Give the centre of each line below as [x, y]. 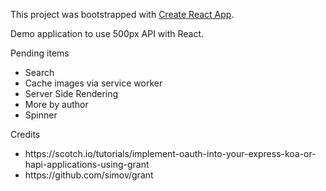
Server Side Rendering [71, 93]
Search [39, 72]
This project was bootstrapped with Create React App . [122, 14]
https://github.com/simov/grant [89, 175]
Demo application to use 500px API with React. [107, 33]
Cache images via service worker [93, 83]
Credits [25, 134]
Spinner [41, 115]
